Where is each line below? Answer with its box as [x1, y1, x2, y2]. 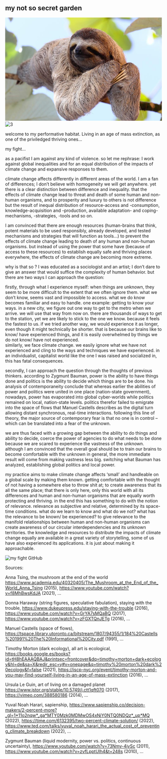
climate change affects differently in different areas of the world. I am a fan [5, 176, 159, 182]
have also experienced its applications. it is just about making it [5, 540, 135, 546]
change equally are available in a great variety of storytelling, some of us [5, 535, 154, 541]
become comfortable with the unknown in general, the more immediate [5, 451, 151, 457]
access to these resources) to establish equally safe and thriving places [5, 249, 153, 255]
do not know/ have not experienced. [5, 337, 80, 343]
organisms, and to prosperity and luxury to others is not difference [20, 196, 157, 203]
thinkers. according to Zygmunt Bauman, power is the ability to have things [5, 373, 159, 379]
